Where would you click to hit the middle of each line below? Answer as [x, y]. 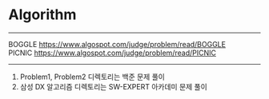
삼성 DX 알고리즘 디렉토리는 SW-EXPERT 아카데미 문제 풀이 [114, 86]
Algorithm [42, 15]
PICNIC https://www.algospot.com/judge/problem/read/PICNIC [112, 53]
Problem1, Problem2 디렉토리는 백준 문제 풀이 [92, 77]
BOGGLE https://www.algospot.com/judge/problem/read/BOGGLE [117, 44]
